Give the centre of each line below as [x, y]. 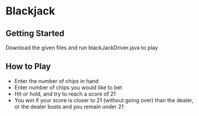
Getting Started [35, 33]
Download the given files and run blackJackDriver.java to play [82, 47]
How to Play [28, 66]
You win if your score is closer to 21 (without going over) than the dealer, [104, 100]
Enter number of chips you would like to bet [68, 87]
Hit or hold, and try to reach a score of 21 [65, 94]
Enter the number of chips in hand [56, 81]
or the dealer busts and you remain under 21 [69, 106]
